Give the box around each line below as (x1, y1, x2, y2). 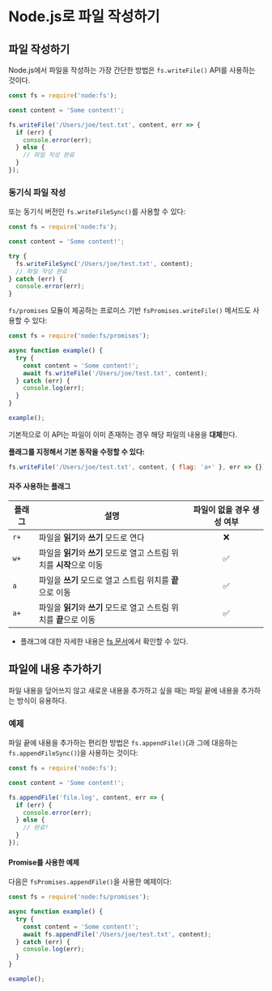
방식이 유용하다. (16, 695, 67, 706)
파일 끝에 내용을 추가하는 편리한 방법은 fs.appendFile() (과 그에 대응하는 (8, 738, 239, 748)
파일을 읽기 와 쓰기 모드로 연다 (39, 532, 145, 543)
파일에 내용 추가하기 (8, 663, 102, 676)
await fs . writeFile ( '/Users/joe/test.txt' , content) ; (23, 369, 208, 377)
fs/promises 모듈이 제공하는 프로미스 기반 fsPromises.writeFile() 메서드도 (8, 306, 251, 315)
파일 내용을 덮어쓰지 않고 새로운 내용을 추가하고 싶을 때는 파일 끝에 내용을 (8, 685, 240, 695)
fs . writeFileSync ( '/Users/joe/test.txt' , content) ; (15, 260, 194, 268)
